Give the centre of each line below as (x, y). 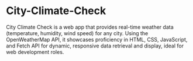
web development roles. (35, 52)
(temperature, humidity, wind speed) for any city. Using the (77, 33)
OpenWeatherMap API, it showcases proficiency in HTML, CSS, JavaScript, (97, 39)
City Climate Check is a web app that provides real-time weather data (90, 27)
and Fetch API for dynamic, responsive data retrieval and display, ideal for (95, 46)
